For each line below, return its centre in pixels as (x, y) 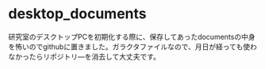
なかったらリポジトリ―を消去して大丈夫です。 (84, 56)
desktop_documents (77, 14)
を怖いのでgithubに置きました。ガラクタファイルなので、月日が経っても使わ (133, 46)
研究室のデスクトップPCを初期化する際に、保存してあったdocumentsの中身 (132, 36)
